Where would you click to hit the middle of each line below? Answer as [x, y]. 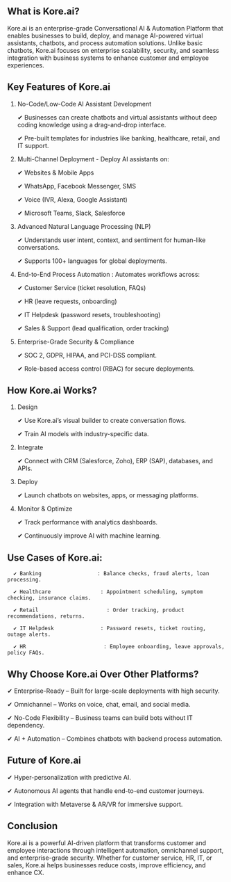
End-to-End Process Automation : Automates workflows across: [108, 274]
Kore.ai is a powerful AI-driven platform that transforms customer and [107, 843]
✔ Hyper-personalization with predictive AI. [69, 777]
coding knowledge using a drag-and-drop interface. [92, 125]
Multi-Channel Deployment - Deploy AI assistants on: [93, 159]
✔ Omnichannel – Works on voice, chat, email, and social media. [99, 705]
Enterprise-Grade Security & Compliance [76, 342]
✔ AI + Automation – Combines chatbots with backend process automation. [115, 739]
